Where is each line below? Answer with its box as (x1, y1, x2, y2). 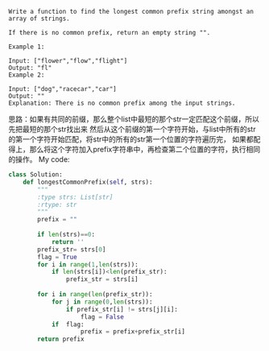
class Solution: (8, 171, 63, 179)
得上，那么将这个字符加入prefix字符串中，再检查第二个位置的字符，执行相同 (8, 145, 260, 154)
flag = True (37, 253, 78, 261)
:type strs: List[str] (37, 193, 114, 201)
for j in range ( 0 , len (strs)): (51, 298, 153, 306)
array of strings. (8, 14, 70, 23)
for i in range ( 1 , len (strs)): (37, 260, 139, 269)
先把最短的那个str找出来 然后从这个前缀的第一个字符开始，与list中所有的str (8, 125, 256, 134)
